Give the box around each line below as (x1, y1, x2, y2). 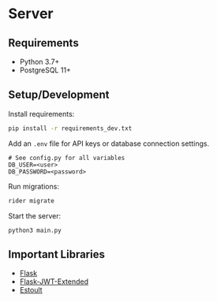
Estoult (19, 285, 43, 295)
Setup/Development (8, 88, 110, 102)
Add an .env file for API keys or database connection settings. (8, 139, 210, 148)
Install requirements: (8, 109, 75, 118)
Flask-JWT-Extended (19, 277, 89, 286)
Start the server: (8, 211, 62, 221)
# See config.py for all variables (8, 154, 125, 162)
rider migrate (8, 196, 55, 205)
